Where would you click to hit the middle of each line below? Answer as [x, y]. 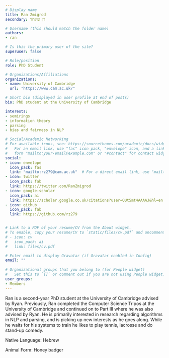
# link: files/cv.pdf [30, 247]
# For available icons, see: [36, 144]
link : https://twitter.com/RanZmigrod [51, 186]
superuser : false [23, 51]
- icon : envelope [23, 163]
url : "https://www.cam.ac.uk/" [43, 89]
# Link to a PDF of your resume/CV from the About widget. [68, 228]
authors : [14, 33]
